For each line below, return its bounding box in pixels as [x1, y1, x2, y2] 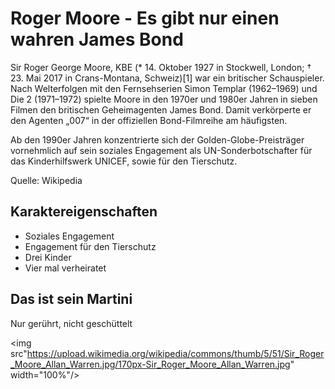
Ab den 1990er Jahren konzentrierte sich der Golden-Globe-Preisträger [10, 133, 305, 146]
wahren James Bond [10, 28, 184, 51]
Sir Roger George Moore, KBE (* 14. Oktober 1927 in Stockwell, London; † [10, 61, 312, 73]
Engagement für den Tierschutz [24, 240, 157, 252]
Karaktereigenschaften [10, 203, 158, 221]
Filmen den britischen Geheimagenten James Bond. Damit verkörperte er [10, 103, 312, 116]
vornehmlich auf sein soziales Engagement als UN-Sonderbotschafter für [10, 144, 313, 156]
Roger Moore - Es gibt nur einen [10, 7, 280, 30]
